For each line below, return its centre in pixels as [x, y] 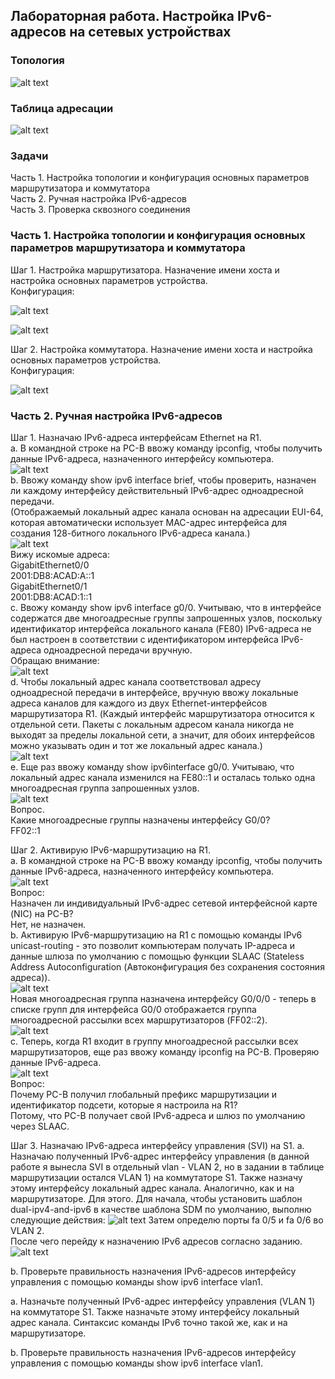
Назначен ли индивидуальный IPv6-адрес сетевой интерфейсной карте [164, 903]
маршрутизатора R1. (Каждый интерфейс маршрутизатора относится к [162, 713]
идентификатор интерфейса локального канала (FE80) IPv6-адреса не [161, 628]
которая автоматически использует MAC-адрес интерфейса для [149, 522]
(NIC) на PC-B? [42, 913]
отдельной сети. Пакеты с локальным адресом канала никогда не [152, 724]
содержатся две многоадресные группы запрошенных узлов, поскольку [166, 618]
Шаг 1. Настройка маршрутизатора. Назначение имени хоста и [145, 270]
